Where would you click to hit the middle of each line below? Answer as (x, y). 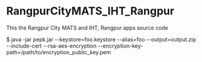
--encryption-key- (120, 46)
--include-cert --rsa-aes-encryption (51, 46)
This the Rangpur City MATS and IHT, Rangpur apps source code (87, 28)
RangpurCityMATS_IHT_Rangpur (90, 11)
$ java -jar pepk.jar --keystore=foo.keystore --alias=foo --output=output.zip (101, 39)
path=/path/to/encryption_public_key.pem (59, 52)
